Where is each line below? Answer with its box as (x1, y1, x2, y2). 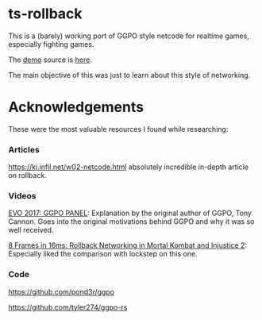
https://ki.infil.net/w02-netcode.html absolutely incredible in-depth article (8, 162, 249, 172)
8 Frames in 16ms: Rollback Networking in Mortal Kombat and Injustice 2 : (8, 241, 248, 250)
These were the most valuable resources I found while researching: (8, 124, 229, 133)
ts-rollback (8, 5, 83, 23)
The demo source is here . (8, 55, 93, 64)
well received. (8, 226, 54, 235)
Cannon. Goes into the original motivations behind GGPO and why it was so (8, 217, 255, 226)
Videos (8, 191, 37, 202)
